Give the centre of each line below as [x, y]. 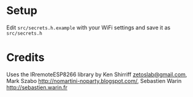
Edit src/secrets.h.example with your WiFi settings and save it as [88, 27]
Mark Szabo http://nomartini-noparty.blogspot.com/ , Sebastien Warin [94, 81]
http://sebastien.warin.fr [37, 87]
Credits [25, 58]
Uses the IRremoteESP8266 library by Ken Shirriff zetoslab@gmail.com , [97, 74]
